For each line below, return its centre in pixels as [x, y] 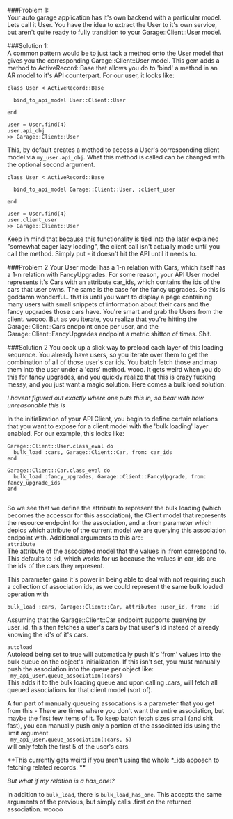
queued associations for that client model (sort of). [80, 690]
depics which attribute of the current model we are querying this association [116, 530]
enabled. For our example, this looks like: [66, 434]
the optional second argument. [51, 164]
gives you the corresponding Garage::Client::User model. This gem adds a [114, 61]
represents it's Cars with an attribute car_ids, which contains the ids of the [114, 282]
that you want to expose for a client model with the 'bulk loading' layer [108, 426]
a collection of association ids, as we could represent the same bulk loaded [115, 587]
